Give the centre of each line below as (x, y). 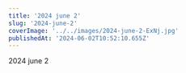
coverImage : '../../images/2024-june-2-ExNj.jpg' (94, 30)
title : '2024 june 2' (45, 16)
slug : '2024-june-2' (43, 23)
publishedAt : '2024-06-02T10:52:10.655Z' (79, 38)
